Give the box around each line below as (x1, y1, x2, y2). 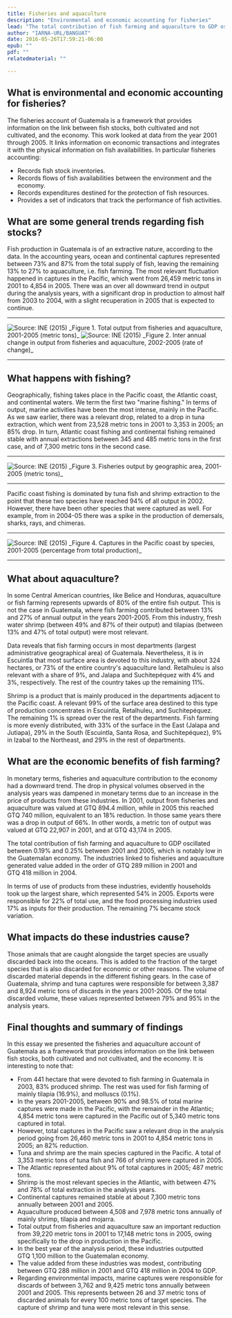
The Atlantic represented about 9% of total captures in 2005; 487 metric (17, 1164, 224, 1172)
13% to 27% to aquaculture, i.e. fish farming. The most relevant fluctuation (7, 267, 219, 276)
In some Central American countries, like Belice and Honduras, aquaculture (7, 591, 221, 599)
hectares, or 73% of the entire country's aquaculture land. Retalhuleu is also (7, 664, 224, 672)
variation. (7, 911, 34, 920)
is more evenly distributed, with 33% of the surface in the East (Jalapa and (7, 721, 220, 729)
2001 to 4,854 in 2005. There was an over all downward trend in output (7, 282, 209, 290)
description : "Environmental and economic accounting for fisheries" (7, 17, 212, 24)
